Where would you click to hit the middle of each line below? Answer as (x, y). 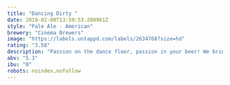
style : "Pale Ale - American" (50, 26)
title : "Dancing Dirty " (42, 13)
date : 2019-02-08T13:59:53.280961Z (58, 20)
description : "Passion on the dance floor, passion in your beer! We (108, 52)
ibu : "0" (20, 64)
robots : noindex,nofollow (44, 71)
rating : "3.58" (29, 45)
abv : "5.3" (23, 58)
